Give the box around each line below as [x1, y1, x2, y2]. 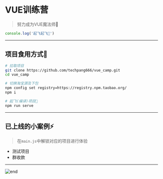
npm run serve [5, 103, 34, 108]
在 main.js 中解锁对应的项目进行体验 [16, 138, 88, 144]
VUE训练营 [5, 4, 49, 15]
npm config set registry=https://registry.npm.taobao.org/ [5, 86, 127, 90]
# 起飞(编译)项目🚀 [5, 99, 38, 104]
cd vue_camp [5, 72, 29, 77]
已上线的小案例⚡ [5, 122, 54, 131]
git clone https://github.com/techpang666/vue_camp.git [5, 68, 120, 73]
